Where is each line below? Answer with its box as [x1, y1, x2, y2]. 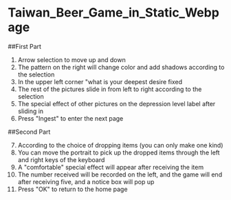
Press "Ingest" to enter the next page [17, 114, 124, 122]
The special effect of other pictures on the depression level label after [17, 99, 216, 108]
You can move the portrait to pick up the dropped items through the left [17, 148, 220, 157]
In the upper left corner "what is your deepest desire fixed [17, 77, 183, 86]
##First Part [8, 42, 42, 50]
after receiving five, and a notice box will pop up [17, 177, 155, 186]
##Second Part [8, 128, 51, 136]
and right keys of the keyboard [17, 155, 105, 163]
